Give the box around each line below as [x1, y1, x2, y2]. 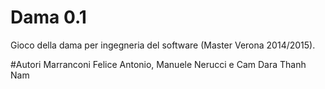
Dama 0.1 [10, 6, 87, 29]
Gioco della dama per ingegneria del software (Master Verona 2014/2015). [10, 39, 316, 51]
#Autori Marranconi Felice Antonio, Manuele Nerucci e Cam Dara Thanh [10, 58, 307, 70]
